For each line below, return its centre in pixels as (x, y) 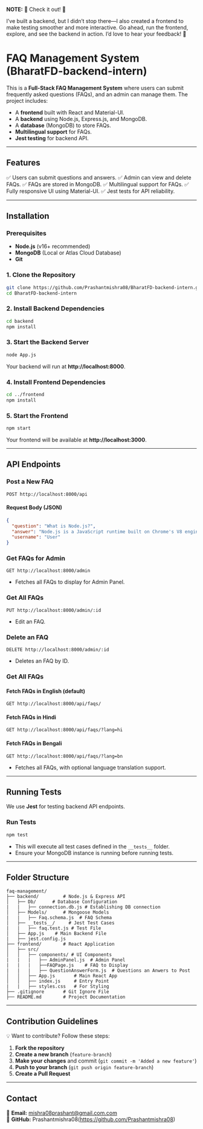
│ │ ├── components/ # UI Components (59, 955)
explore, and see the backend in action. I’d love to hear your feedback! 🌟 (96, 34)
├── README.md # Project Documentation (66, 997)
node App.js (21, 355)
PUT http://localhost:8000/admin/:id (54, 610)
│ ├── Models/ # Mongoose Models (58, 913)
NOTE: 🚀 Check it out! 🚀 (36, 9)
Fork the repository (40, 1048)
